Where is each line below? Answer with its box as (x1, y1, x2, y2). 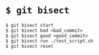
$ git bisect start (5, 22, 54, 28)
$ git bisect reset (5, 43, 54, 49)
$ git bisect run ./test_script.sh (5, 38, 94, 44)
